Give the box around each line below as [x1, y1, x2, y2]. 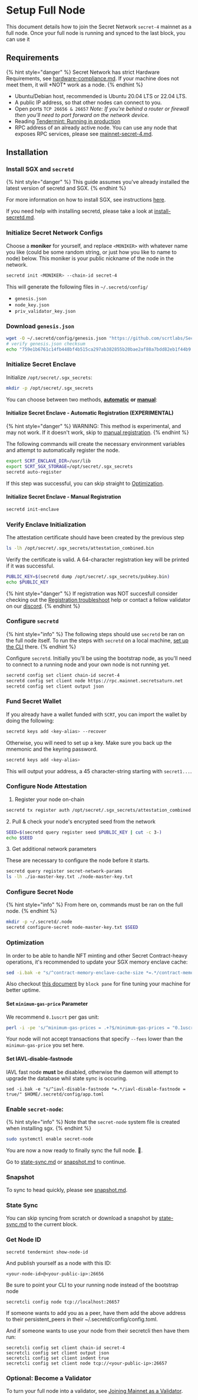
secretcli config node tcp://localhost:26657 [6, 1299, 120, 1305]
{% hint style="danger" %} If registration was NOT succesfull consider [6, 589, 178, 597]
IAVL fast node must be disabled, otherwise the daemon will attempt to [6, 1068, 179, 1075]
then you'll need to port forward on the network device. [14, 111, 149, 118]
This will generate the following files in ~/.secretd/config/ [6, 283, 148, 290]
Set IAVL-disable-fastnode [6, 1055, 73, 1062]
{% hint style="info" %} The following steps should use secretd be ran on [6, 630, 185, 637]
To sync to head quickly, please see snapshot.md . [6, 1187, 128, 1194]
